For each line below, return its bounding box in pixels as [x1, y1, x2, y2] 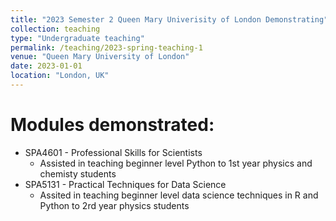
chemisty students [39, 167, 117, 180]
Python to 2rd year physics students [39, 199, 190, 211]
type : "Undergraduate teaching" [10, 33, 145, 43]
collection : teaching [10, 24, 101, 34]
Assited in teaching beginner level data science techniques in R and [39, 189, 319, 201]
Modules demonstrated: [10, 114, 215, 136]
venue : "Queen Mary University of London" [10, 52, 190, 62]
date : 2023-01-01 [10, 61, 83, 71]
